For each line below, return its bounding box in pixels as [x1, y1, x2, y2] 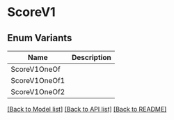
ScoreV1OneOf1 [10, 76, 65, 85]
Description [72, 53, 111, 62]
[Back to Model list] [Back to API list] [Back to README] [7, 105, 167, 113]
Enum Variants [7, 32, 72, 44]
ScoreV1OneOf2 [10, 87, 65, 96]
